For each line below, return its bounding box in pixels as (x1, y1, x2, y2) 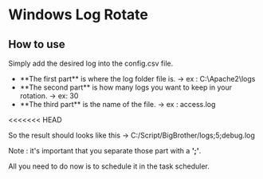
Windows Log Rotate (8, 6, 149, 24)
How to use (8, 38, 65, 51)
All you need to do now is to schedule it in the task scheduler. (8, 161, 210, 171)
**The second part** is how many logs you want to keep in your (19, 82, 233, 92)
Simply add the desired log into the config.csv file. (8, 58, 174, 68)
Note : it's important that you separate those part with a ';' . (8, 146, 202, 155)
